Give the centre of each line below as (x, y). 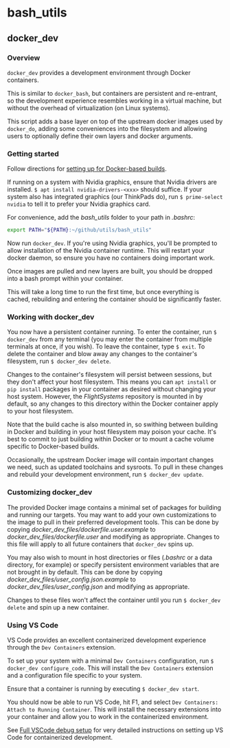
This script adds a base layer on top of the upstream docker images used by (115, 121)
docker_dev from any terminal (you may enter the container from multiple (110, 340)
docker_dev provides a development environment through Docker (99, 72)
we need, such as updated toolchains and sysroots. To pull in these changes (115, 467)
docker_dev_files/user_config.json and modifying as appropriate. (99, 586)
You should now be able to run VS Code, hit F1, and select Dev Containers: (113, 702)
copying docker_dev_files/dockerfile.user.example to (81, 529)
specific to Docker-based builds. (53, 446)
